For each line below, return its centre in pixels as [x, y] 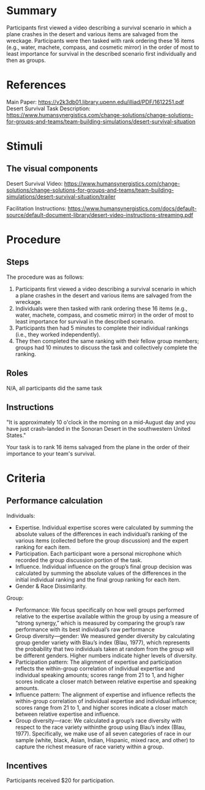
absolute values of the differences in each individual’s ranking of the [101, 534]
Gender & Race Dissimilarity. [51, 586]
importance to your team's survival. [51, 454]
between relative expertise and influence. [68, 714]
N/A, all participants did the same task [54, 388]
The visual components [52, 169]
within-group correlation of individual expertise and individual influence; [106, 701]
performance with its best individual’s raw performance [85, 629]
